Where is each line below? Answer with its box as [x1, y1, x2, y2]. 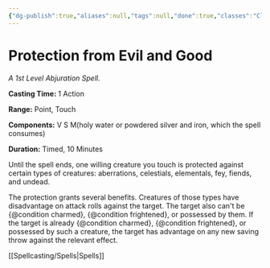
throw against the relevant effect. [8, 235, 118, 245]
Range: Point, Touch [8, 104, 76, 113]
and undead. [8, 176, 51, 186]
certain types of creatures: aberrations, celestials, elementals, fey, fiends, [8, 168, 252, 178]
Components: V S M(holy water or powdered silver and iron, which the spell [8, 120, 261, 130]
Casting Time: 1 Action [8, 89, 84, 98]
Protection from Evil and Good [8, 46, 213, 64]
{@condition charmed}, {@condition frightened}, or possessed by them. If [8, 209, 254, 219]
